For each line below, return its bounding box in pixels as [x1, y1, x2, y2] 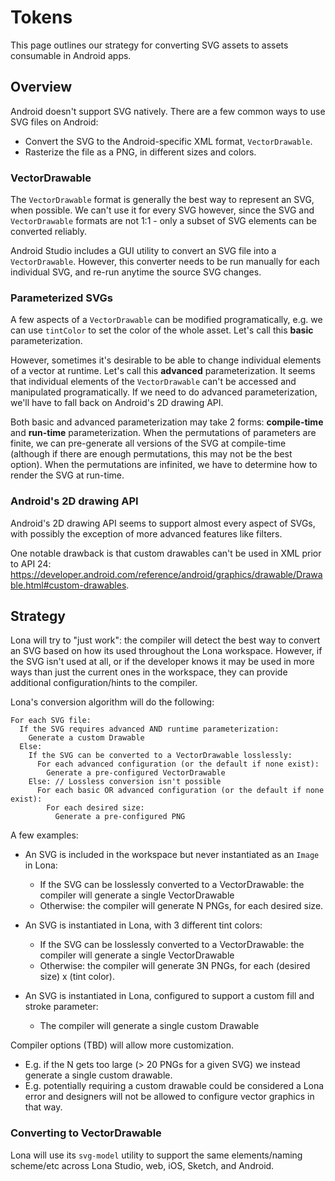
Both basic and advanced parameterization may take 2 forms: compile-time [10, 416, 324, 428]
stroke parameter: [24, 1001, 99, 1013]
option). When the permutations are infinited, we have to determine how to [10, 459, 318, 471]
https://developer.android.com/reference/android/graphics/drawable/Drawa [10, 568, 323, 580]
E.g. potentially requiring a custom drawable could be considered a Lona [24, 1080, 325, 1092]
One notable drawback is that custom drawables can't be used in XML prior [10, 547, 322, 559]
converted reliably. [10, 226, 87, 238]
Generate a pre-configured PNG [54, 812, 186, 822]
